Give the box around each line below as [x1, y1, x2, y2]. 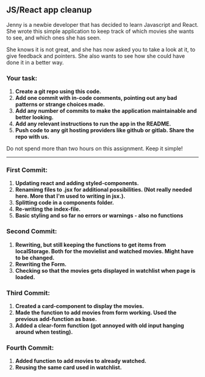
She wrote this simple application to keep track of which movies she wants [6, 27, 194, 35]
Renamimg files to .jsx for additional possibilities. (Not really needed [15, 186, 192, 194]
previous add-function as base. [15, 315, 98, 322]
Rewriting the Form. [15, 260, 67, 267]
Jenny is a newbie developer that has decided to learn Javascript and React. [6, 21, 199, 28]
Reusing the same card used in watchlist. [15, 364, 122, 371]
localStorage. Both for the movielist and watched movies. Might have [15, 247, 194, 255]
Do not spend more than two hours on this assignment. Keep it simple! [6, 145, 183, 152]
